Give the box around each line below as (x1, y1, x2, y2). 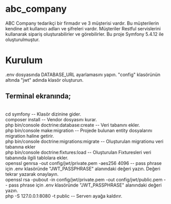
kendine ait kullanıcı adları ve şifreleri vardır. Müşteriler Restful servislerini (5, 25, 161, 31)
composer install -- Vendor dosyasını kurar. (5, 116, 97, 122)
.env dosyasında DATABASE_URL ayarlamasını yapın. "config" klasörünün (5, 71, 161, 78)
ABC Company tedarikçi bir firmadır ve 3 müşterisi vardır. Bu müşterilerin (5, 20, 159, 26)
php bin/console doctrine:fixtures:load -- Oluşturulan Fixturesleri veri (5, 149, 151, 155)
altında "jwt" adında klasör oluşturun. (5, 77, 84, 83)
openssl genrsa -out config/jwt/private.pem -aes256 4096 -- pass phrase (5, 160, 162, 166)
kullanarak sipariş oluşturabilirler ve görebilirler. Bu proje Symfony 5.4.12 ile (5, 31, 164, 37)
